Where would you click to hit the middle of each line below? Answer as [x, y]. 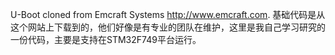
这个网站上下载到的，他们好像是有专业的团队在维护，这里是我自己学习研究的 [168, 27]
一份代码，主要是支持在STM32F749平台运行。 [106, 39]
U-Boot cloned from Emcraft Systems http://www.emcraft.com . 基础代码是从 [168, 14]
